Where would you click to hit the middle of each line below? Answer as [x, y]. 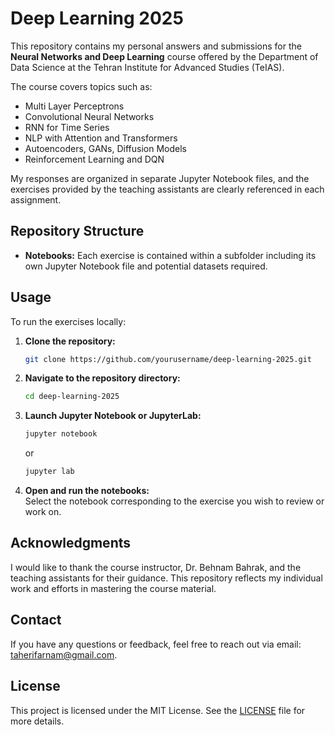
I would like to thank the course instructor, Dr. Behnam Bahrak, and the [156, 567]
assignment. [36, 199]
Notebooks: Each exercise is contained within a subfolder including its [170, 255]
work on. [43, 512]
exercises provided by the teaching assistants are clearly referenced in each [167, 189]
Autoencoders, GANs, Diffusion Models [105, 148]
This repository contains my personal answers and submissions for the [156, 46]
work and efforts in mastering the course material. [113, 588]
